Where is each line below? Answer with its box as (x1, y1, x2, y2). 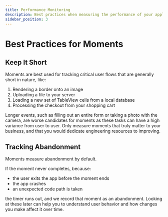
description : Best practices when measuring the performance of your (5, 12, 153, 17)
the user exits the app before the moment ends (12, 175, 109, 181)
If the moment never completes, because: (5, 166, 91, 172)
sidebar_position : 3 (5, 17, 48, 22)
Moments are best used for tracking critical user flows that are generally (5, 71, 154, 78)
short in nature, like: (5, 77, 46, 83)
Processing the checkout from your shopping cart (12, 102, 115, 108)
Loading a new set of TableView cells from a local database (12, 97, 135, 103)
